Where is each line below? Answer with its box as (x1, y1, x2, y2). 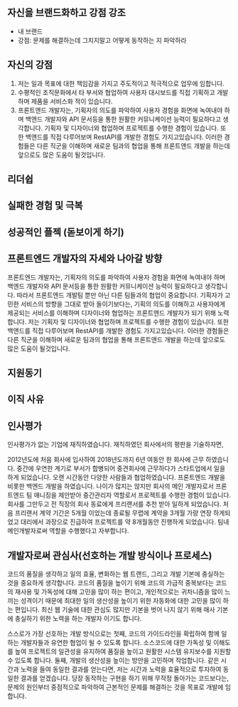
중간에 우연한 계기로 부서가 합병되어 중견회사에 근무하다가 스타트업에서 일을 (16, 464, 226, 473)
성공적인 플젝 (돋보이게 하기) (7, 226, 124, 238)
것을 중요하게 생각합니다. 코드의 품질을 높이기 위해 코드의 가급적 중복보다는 (7, 579, 215, 587)
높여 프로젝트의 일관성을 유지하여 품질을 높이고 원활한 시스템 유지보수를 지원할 (14, 647, 232, 656)
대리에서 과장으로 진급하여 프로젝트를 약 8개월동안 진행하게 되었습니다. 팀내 (20, 517, 229, 526)
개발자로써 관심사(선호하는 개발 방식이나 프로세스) (7, 549, 212, 562)
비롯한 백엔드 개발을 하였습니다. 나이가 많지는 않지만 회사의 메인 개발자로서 (7, 482, 215, 490)
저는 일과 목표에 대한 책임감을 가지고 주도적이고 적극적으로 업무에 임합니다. (17, 79, 225, 88)
